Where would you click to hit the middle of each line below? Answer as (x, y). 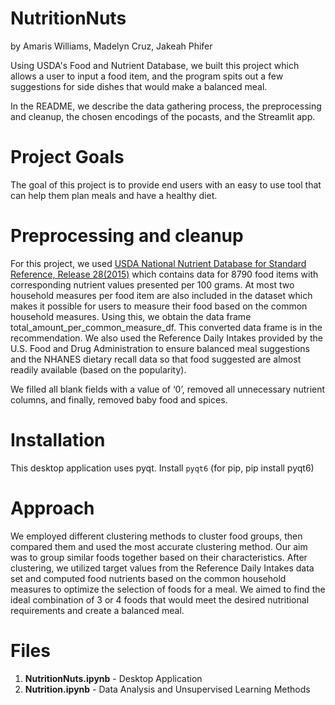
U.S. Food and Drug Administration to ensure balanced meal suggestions (160, 348)
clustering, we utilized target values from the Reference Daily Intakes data (162, 568)
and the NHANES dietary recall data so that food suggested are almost (156, 359)
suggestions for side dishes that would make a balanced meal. (139, 86)
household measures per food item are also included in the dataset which (161, 295)
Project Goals (67, 157)
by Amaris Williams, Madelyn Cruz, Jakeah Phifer (111, 46)
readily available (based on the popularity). (98, 369)
